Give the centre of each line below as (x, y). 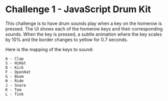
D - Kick (15, 68)
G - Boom (15, 76)
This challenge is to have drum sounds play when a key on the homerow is (84, 23)
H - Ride (15, 81)
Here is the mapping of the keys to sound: (49, 49)
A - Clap (15, 59)
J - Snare (16, 85)
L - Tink (15, 94)
